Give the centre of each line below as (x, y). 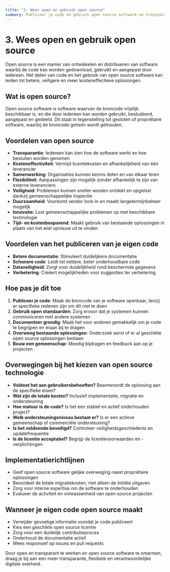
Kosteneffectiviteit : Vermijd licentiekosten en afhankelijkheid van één (85, 164)
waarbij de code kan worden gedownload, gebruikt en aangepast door (79, 70)
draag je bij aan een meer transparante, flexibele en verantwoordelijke (78, 559)
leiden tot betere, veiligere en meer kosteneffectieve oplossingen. (74, 80)
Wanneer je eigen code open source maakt (74, 509)
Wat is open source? (38, 96)
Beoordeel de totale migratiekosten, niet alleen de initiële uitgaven (81, 483)
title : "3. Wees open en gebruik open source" (55, 10)
